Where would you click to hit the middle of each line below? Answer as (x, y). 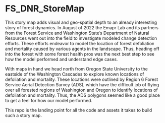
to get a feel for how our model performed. (49, 100)
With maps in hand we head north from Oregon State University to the (77, 69)
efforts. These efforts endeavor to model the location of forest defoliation (80, 43)
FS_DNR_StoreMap (45, 9)
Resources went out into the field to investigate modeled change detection (81, 38)
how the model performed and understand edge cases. (61, 59)
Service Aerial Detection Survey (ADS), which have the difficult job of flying (82, 84)
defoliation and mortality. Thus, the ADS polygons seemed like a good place (82, 95)
